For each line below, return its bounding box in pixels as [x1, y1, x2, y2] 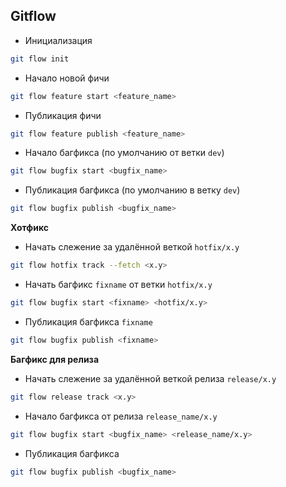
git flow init [10, 54, 70, 64]
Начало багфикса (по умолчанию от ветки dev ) [24, 147, 225, 159]
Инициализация [24, 34, 93, 46]
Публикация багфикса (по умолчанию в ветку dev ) [24, 184, 241, 196]
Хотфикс [10, 222, 50, 234]
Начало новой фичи [24, 72, 110, 84]
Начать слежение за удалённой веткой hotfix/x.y [24, 241, 240, 253]
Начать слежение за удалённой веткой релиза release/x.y [24, 372, 277, 384]
